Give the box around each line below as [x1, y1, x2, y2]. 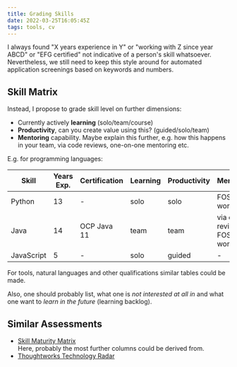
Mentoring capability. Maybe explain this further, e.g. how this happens [17, 134, 226, 142]
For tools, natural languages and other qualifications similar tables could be [7, 269, 226, 277]
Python [11, 197, 35, 206]
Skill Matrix [7, 86, 58, 98]
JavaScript [11, 250, 47, 260]
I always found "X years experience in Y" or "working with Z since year [7, 43, 214, 52]
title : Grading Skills [7, 10, 74, 18]
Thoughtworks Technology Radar [17, 351, 115, 360]
